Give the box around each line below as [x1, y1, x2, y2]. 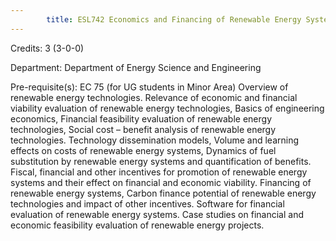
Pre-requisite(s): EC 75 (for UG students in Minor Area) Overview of [10, 81, 289, 93]
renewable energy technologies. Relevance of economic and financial [10, 91, 298, 103]
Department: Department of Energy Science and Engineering [10, 61, 262, 73]
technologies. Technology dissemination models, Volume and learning [10, 134, 300, 146]
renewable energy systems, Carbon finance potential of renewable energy [10, 187, 317, 199]
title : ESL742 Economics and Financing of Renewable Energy [46, 14, 302, 25]
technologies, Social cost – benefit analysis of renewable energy [10, 123, 277, 135]
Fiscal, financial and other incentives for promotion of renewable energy [10, 166, 308, 178]
